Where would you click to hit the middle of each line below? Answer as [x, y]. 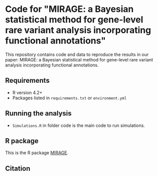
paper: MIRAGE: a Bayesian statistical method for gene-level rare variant [79, 59]
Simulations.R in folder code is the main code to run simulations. [79, 125]
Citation [18, 168]
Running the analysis [39, 113]
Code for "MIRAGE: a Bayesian [70, 9]
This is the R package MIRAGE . [37, 153]
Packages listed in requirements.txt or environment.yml [69, 98]
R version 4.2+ [27, 92]
